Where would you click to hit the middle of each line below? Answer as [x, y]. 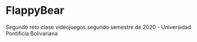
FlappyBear [35, 10]
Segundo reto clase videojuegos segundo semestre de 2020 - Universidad [98, 27]
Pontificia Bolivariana [32, 33]
